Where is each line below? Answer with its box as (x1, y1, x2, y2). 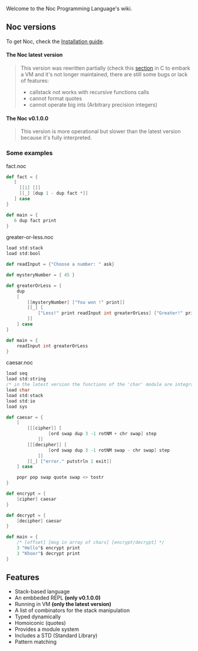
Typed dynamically (14, 613, 61, 620)
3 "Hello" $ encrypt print (16, 545, 81, 551)
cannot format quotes (29, 95, 82, 102)
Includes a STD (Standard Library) (14, 632, 98, 639)
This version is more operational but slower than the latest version (20, 128, 181, 135)
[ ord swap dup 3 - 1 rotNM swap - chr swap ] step (48, 447, 170, 453)
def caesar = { (6, 414, 44, 420)
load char (6, 387, 31, 393)
